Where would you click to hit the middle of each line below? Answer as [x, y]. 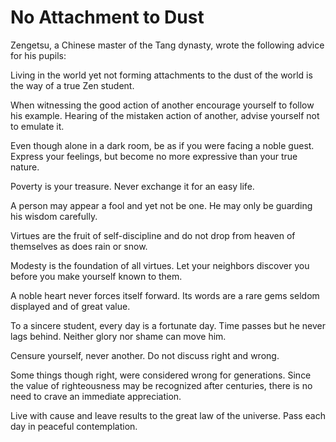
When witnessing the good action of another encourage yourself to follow [162, 105]
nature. [25, 167]
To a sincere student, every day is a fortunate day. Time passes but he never [168, 325]
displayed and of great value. [70, 306]
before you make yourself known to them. [96, 276]
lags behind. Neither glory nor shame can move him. [118, 336]
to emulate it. [37, 126]
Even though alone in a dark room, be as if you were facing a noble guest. [162, 145]
